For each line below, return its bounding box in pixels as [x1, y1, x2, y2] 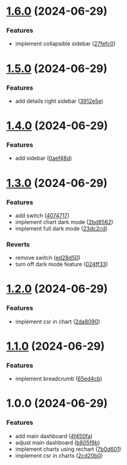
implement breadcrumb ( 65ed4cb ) [15, 375, 103, 382]
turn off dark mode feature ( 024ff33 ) [15, 260, 108, 268]
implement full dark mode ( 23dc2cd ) [15, 225, 108, 232]
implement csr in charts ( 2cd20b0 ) [15, 452, 103, 459]
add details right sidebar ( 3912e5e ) [15, 97, 104, 105]
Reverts [6, 240, 31, 249]
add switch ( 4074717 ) [15, 211, 70, 219]
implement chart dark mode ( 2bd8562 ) [15, 218, 114, 225]
